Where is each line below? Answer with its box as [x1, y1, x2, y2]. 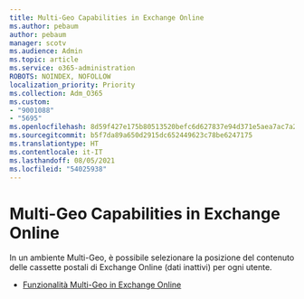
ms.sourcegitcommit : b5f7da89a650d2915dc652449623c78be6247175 [9, 131, 253, 140]
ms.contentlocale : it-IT [9, 147, 103, 156]
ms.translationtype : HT [9, 139, 100, 148]
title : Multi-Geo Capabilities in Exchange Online [9, 13, 204, 23]
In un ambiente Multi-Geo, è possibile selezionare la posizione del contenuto [9, 252, 295, 263]
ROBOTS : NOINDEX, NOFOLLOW [9, 72, 111, 81]
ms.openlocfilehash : [9, 123, 88, 132]
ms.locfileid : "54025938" [9, 164, 107, 173]
